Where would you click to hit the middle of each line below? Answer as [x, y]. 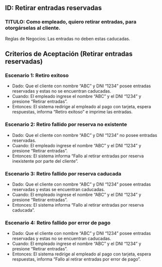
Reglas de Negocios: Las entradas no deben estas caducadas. [68, 38]
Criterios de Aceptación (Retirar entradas [69, 54]
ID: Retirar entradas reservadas [54, 8]
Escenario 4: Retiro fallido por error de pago [58, 223]
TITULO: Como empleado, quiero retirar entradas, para [71, 22]
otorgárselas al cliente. [33, 28]
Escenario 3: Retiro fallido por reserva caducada [63, 173]
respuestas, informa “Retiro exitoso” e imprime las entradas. [72, 112]
